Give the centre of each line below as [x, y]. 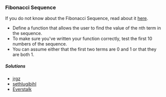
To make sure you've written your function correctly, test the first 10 [82, 38]
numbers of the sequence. [40, 44]
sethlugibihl [24, 84]
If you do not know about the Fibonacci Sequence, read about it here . [77, 18]
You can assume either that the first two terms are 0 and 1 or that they [84, 49]
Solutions [15, 66]
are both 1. [23, 54]
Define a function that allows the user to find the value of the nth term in [86, 28]
